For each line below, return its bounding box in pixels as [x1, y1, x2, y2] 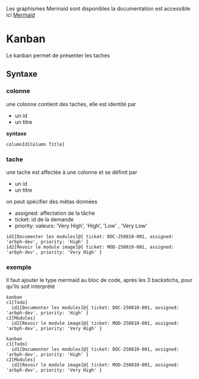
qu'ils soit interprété [6, 283, 55, 290]
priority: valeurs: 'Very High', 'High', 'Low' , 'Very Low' [14, 222, 147, 229]
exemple [6, 263, 31, 271]
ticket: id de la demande [14, 215, 74, 223]
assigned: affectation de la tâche [14, 209, 95, 217]
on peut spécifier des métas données [6, 198, 98, 205]
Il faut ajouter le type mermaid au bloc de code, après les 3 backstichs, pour [6, 277, 193, 284]
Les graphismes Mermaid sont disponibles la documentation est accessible [6, 5, 191, 12]
